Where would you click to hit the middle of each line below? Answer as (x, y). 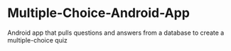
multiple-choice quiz (37, 40)
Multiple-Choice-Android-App (99, 13)
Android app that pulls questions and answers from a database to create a (116, 33)
